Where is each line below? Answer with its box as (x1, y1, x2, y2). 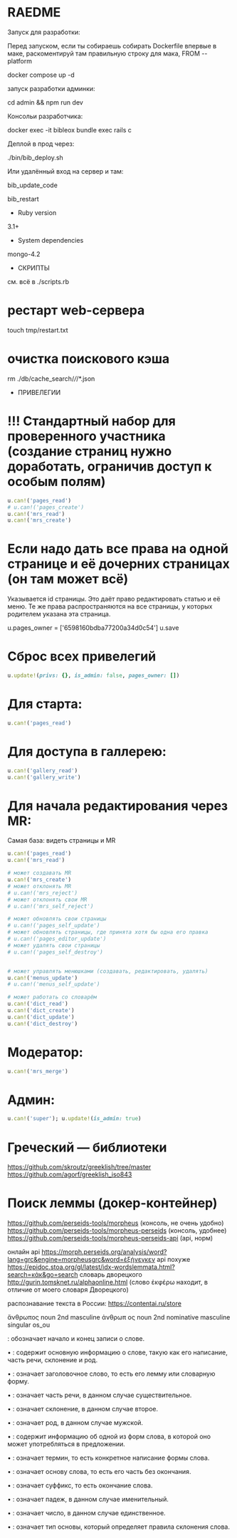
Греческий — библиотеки (7, 1139, 167, 1155)
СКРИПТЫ (17, 263, 50, 272)
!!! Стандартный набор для (7, 414, 176, 429)
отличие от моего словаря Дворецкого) (7, 1285, 130, 1294)
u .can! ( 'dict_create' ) (7, 1007, 75, 1014)
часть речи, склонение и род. (7, 1356, 98, 1364)
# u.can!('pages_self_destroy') (7, 948, 103, 956)
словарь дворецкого (79, 1270, 142, 1279)
